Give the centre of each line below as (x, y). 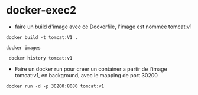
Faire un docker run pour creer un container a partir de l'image (91, 69)
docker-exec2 (41, 10)
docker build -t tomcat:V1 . (42, 37)
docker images (24, 48)
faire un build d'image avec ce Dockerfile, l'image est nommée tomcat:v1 (103, 27)
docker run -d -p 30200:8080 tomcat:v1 (55, 86)
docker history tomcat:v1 (40, 58)
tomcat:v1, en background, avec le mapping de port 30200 (86, 75)
